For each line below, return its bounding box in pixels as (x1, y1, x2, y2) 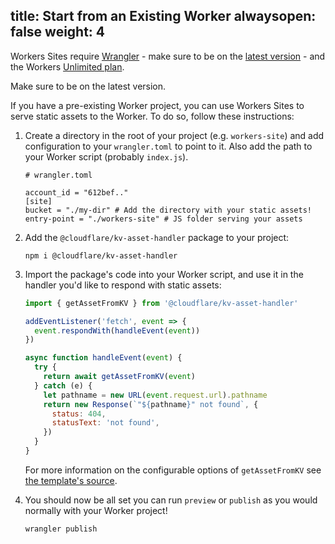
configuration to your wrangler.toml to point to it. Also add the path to (24, 140, 313, 152)
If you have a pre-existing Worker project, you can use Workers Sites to (10, 99, 305, 111)
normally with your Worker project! (24, 504, 168, 516)
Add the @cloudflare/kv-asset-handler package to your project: (24, 231, 290, 243)
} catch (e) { (34, 380, 93, 391)
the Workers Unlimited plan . (10, 60, 125, 73)
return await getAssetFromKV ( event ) (43, 372, 196, 382)
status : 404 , (51, 409, 107, 419)
